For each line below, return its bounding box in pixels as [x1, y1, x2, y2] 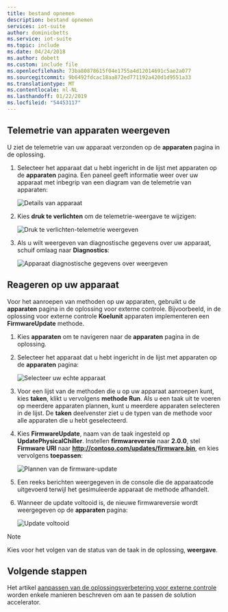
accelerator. [7, 598, 41, 607]
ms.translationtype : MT [7, 80, 75, 87]
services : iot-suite [7, 23, 66, 30]
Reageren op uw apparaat [7, 279, 120, 291]
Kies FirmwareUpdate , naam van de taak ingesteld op [16, 429, 170, 438]
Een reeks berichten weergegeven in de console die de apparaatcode [16, 478, 214, 486]
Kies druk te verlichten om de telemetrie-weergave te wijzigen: [16, 212, 197, 220]
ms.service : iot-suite [7, 36, 72, 43]
